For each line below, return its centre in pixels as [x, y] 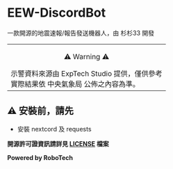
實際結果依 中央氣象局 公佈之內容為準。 [75, 83]
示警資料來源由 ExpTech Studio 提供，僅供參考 [87, 73]
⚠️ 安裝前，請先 [41, 111]
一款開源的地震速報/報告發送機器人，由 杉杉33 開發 [81, 33]
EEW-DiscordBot [57, 13]
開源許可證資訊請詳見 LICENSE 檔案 [58, 143]
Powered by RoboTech [40, 157]
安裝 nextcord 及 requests [54, 129]
